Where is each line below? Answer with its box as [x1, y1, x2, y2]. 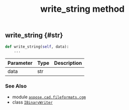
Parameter [7, 60, 33, 67]
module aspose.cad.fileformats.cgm [12, 94, 86, 100]
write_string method [40, 3, 125, 15]
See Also [5, 82, 27, 89]
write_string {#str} [5, 31, 63, 40]
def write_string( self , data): [5, 44, 69, 49]
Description [53, 60, 82, 67]
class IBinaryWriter [12, 99, 53, 105]
